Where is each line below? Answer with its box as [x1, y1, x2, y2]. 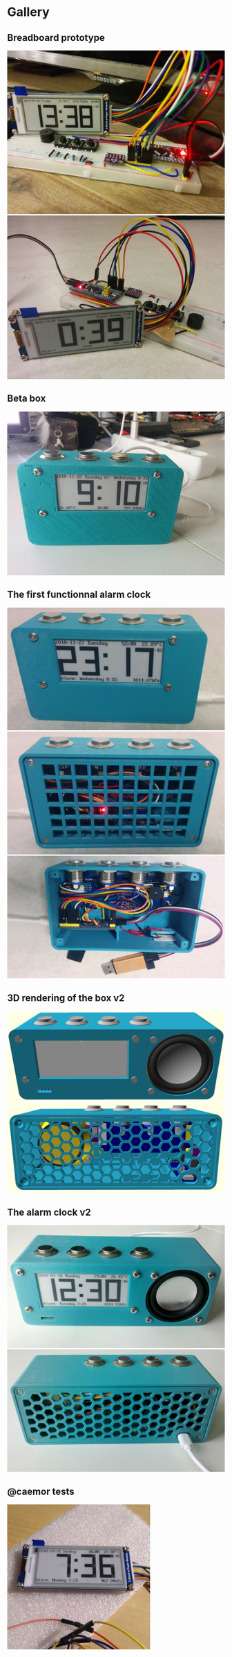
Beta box [7, 393, 46, 405]
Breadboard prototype [7, 32, 105, 44]
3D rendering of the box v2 [7, 992, 125, 1004]
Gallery [7, 4, 50, 20]
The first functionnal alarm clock [7, 589, 151, 601]
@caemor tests [7, 1485, 75, 1497]
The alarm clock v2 [7, 1206, 91, 1218]
